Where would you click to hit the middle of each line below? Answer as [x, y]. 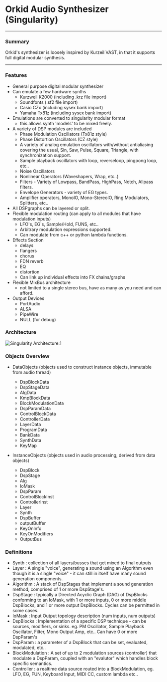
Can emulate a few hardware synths [49, 91]
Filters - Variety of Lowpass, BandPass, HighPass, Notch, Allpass [86, 182]
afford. [27, 293]
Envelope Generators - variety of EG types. [64, 192]
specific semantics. [32, 664]
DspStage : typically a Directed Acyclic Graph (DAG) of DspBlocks [80, 595]
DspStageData [35, 387]
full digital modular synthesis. [35, 58]
